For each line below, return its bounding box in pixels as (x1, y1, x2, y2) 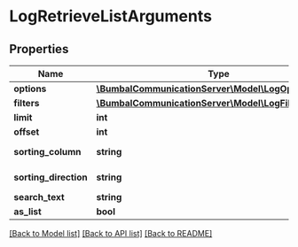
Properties (9, 42, 69, 57)
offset (13, 126, 40, 138)
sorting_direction (13, 171, 88, 183)
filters (13, 97, 40, 109)
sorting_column (13, 146, 82, 158)
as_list (13, 205, 42, 218)
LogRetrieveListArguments (9, 6, 213, 27)
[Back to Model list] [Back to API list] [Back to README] (9, 228, 213, 238)
